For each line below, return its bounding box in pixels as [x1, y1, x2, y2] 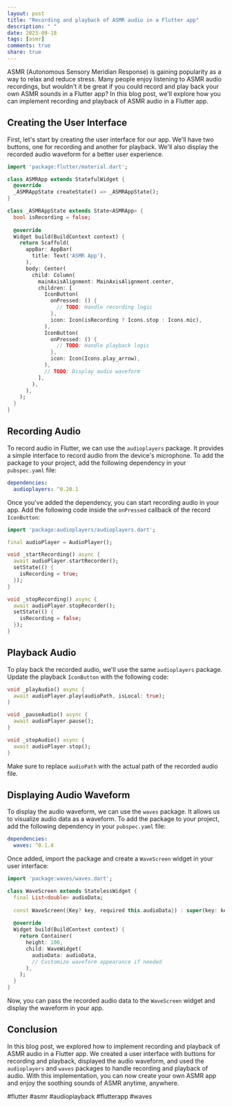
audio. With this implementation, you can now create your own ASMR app [7, 1071, 217, 1079]
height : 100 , [25, 939, 64, 946]
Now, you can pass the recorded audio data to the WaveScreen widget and [7, 997, 215, 1005]
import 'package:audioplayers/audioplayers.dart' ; [7, 526, 156, 533]
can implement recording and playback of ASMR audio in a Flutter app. [7, 97, 209, 105]
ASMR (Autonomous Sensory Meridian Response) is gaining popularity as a [7, 67, 222, 76]
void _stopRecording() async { [7, 595, 97, 603]
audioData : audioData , [32, 952, 97, 959]
